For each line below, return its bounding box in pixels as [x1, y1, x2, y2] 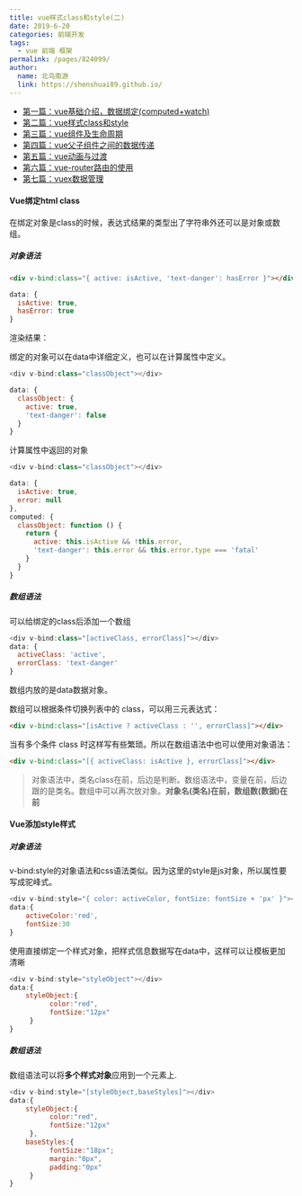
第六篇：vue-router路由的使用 [22, 162, 134, 173]
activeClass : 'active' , [17, 651, 106, 660]
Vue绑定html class [9, 195, 81, 207]
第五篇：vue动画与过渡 [22, 150, 108, 162]
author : [9, 64, 39, 73]
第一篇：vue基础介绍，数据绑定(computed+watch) [22, 105, 210, 117]
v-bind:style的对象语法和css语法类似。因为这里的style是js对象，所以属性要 [9, 865, 288, 876]
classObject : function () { [17, 520, 123, 530]
